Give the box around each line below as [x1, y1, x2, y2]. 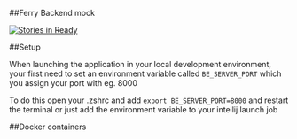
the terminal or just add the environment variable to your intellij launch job [9, 104, 278, 114]
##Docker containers [9, 121, 87, 132]
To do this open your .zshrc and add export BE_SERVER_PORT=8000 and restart [9, 95, 289, 105]
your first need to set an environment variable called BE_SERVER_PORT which [9, 68, 282, 79]
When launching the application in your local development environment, [9, 59, 272, 69]
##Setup [9, 42, 42, 52]
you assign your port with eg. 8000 [9, 78, 137, 88]
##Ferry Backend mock [9, 8, 96, 18]
